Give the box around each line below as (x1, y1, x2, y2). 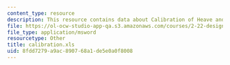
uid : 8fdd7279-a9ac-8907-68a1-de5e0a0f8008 (7, 48, 133, 55)
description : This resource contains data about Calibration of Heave (7, 16, 213, 23)
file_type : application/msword (7, 28, 97, 36)
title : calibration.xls (7, 41, 75, 48)
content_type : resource (7, 9, 75, 17)
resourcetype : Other (7, 35, 66, 42)
